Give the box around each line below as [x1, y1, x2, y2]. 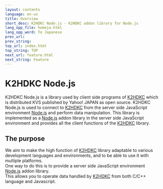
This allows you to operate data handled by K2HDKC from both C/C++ [5, 173, 146, 179]
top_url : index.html [5, 43, 47, 48]
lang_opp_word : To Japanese [5, 30, 62, 35]
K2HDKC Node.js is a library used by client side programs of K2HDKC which [5, 94, 159, 100]
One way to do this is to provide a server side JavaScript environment [5, 163, 145, 168]
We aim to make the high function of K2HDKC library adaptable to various [5, 147, 153, 153]
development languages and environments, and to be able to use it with [5, 152, 149, 158]
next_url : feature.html [5, 52, 54, 58]
